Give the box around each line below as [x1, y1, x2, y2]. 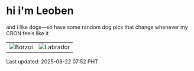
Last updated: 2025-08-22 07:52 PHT [6, 58, 99, 65]
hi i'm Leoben [6, 4, 74, 18]
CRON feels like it [6, 29, 49, 36]
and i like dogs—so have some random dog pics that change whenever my [6, 23, 188, 31]
